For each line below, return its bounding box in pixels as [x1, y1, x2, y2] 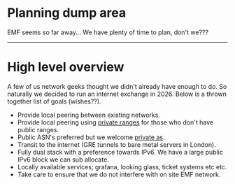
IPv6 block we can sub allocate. [17, 155, 110, 164]
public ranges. [17, 125, 59, 134]
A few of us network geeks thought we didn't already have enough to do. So [7, 82, 227, 90]
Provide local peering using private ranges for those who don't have [17, 118, 214, 127]
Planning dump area [7, 5, 127, 21]
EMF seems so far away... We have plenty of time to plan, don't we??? [7, 28, 208, 36]
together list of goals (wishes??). [7, 97, 101, 106]
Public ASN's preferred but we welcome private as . [17, 133, 165, 141]
